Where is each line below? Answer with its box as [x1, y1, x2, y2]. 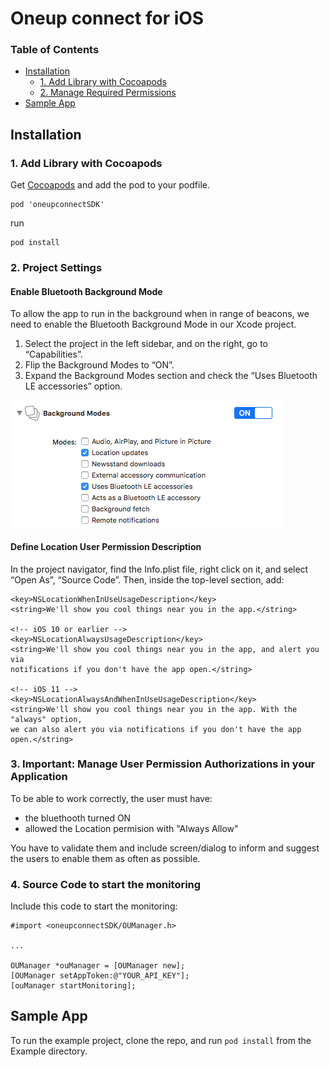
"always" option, [10, 714, 83, 724]
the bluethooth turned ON [24, 812, 132, 824]
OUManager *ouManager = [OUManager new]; [10, 961, 186, 971]
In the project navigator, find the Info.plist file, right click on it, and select [10, 563, 309, 575]
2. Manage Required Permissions [39, 87, 177, 99]
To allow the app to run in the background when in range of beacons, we [10, 308, 310, 320]
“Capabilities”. [24, 348, 83, 361]
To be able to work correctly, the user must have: [10, 792, 213, 804]
